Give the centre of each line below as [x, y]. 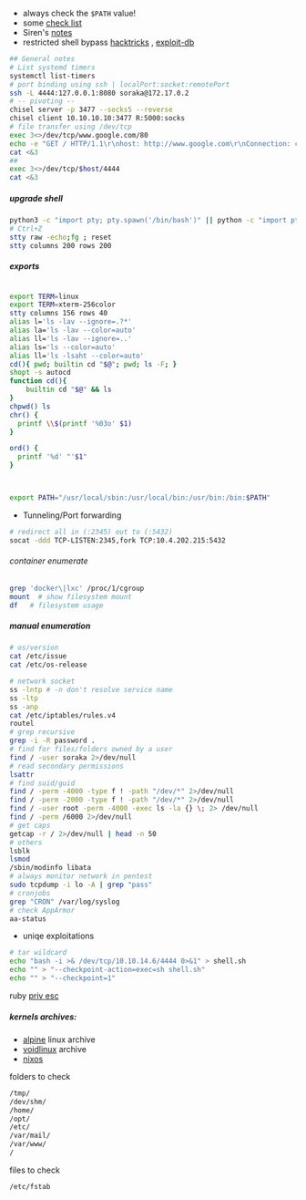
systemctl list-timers [52, 76]
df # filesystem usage [56, 605]
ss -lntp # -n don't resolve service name [91, 689]
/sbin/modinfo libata [51, 868]
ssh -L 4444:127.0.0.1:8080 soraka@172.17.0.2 [99, 93]
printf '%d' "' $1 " [53, 457]
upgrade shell [36, 198]
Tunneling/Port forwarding [72, 515]
